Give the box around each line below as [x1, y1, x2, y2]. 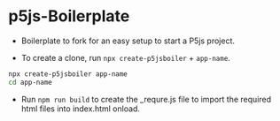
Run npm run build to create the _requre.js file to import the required [20, 94, 272, 104]
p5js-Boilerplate [8, 6, 130, 26]
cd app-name [8, 78, 52, 87]
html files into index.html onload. [20, 103, 141, 114]
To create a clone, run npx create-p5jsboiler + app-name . [20, 52, 231, 63]
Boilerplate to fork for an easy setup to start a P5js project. [20, 35, 236, 46]
